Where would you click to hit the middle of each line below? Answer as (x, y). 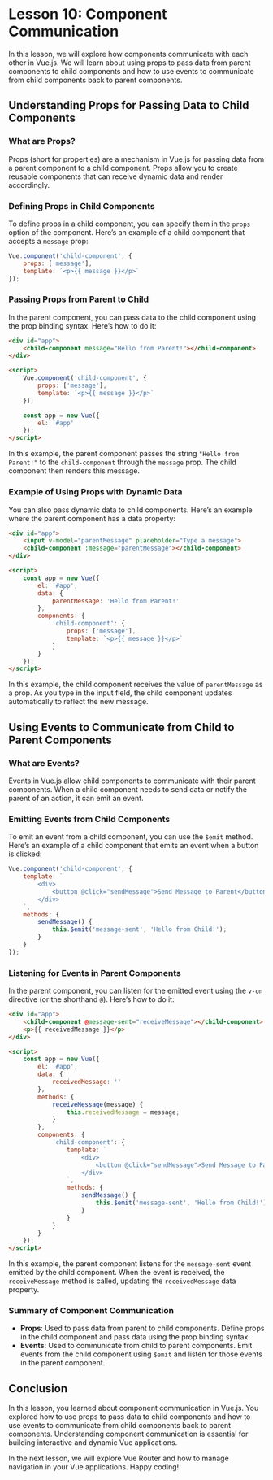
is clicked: (25, 854)
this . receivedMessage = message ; (123, 1112)
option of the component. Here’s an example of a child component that (127, 232)
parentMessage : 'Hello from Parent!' (116, 601)
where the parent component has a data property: (92, 518)
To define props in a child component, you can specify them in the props (130, 224)
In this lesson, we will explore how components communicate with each (128, 54)
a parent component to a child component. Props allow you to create (123, 168)
